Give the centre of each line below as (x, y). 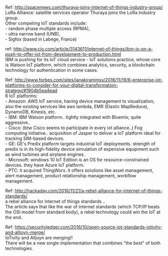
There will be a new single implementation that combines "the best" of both (83, 243)
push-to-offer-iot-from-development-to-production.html (63, 54)
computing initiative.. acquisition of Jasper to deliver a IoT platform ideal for (83, 133)
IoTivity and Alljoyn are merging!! (39, 238)
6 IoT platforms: (21, 96)
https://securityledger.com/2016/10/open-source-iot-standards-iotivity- (88, 227)
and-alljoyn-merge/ (25, 232)
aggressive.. (18, 122)
